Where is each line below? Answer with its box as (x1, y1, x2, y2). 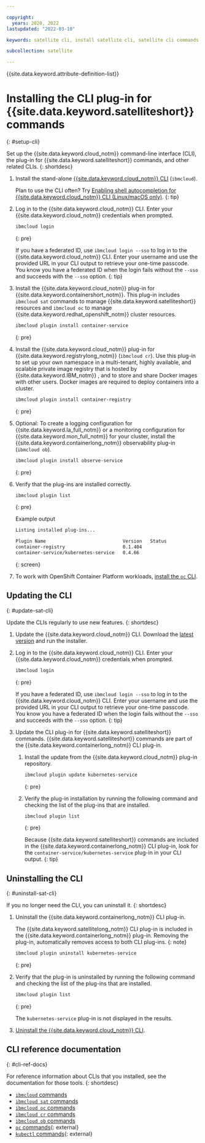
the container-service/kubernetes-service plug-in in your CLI (24, 849, 182, 856)
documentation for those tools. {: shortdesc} (6, 1079, 118, 1087)
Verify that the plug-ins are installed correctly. (15, 480, 132, 488)
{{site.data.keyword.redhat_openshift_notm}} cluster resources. (15, 311, 177, 318)
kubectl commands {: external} (15, 1130, 93, 1137)
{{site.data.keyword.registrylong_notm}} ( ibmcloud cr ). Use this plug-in (15, 352, 196, 359)
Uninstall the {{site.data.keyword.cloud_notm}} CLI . (15, 1026, 145, 1034)
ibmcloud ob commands (15, 1117, 75, 1124)
